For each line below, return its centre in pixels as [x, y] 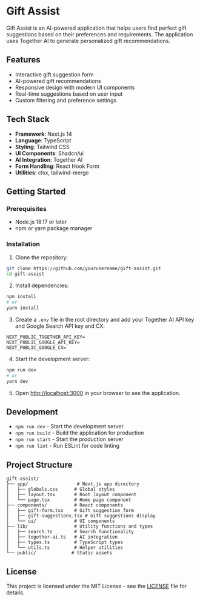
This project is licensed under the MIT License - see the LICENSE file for [96, 586]
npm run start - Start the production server [69, 439]
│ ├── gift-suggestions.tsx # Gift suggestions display [81, 516]
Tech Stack [28, 119]
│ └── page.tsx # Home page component [69, 500]
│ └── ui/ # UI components [61, 521]
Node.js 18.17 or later [41, 222]
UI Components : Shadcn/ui [49, 153]
